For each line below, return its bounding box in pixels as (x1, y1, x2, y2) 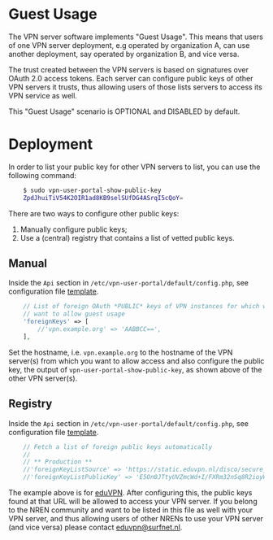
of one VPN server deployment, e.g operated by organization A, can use (8, 40, 250, 50)
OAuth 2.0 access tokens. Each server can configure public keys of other (8, 73, 253, 83)
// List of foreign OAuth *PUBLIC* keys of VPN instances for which (23, 303, 260, 311)
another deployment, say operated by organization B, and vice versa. (8, 49, 240, 59)
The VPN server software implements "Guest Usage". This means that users (8, 32, 264, 41)
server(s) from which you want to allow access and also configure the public (8, 355, 265, 366)
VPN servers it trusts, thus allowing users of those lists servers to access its (8, 82, 262, 92)
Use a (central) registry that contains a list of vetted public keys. (19, 233, 236, 242)
